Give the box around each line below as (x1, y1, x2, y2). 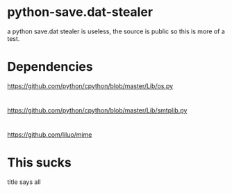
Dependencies (7, 59, 93, 75)
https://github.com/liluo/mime (7, 131, 92, 139)
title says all (7, 178, 41, 186)
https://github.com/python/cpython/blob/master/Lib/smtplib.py (7, 106, 188, 115)
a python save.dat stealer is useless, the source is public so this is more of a (7, 27, 226, 35)
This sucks (7, 155, 72, 171)
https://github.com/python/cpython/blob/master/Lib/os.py (7, 81, 174, 90)
